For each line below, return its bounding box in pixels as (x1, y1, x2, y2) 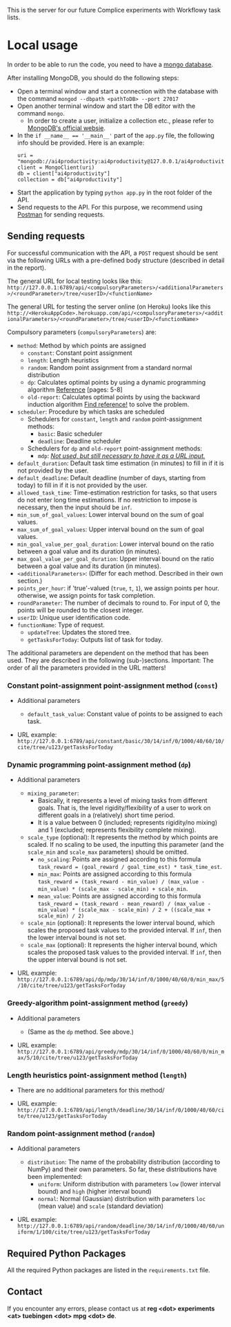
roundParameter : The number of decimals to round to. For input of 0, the (17, 598, 221, 607)
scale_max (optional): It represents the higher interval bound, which (27, 941, 217, 949)
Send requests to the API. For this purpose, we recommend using (17, 203, 203, 211)
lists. (7, 13, 21, 21)
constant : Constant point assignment (27, 349, 132, 357)
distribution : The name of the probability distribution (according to (27, 1158, 221, 1166)
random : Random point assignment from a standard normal (27, 363, 192, 372)
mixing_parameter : (27, 789, 79, 798)
